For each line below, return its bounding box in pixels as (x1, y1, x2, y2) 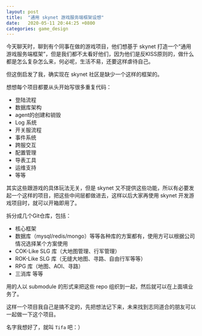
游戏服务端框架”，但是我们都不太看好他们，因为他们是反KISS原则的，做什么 (6, 51, 194, 58)
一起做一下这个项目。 (6, 311, 59, 318)
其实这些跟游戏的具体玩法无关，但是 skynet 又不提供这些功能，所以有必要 (6, 184, 189, 191)
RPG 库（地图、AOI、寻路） (14, 263, 84, 270)
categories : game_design (6, 25, 69, 32)
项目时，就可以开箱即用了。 (11, 199, 80, 207)
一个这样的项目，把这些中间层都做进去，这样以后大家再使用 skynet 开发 (11, 192, 189, 199)
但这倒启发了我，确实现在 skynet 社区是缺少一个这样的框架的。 (6, 70, 163, 78)
